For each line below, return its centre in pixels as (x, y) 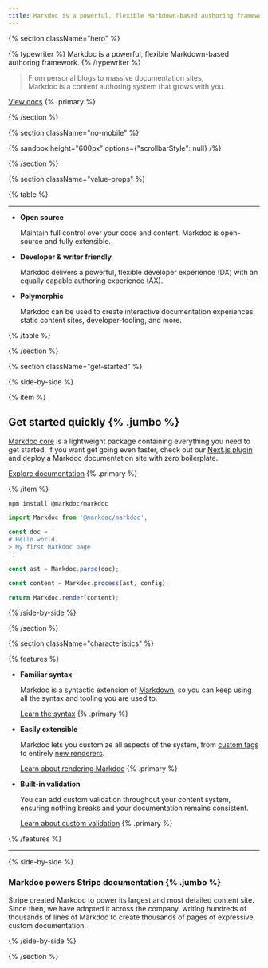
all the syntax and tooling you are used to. (89, 698)
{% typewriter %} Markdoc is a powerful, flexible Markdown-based (119, 53)
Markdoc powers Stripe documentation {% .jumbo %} (115, 883)
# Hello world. (33, 540)
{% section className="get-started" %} (75, 366)
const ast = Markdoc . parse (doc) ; (64, 569)
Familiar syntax (46, 675)
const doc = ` (32, 532)
